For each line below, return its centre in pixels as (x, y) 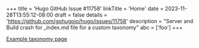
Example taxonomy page (37, 39)
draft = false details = (81, 15)
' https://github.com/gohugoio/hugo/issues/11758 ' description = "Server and (100, 21)
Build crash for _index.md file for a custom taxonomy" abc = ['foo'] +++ (94, 27)
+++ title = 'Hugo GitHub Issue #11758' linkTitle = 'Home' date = (85, 9)
